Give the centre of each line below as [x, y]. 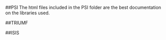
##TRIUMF [17, 23]
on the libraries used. [28, 13]
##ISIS [12, 33]
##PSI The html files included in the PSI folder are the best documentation [83, 7]
